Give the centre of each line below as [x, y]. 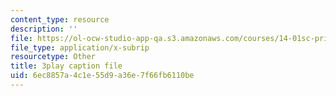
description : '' [44, 29]
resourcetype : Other [53, 57]
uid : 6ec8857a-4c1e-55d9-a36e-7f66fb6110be [102, 76]
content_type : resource [60, 19]
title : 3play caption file [66, 66]
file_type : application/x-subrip [80, 47]
